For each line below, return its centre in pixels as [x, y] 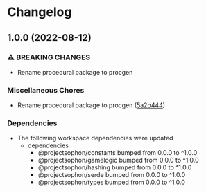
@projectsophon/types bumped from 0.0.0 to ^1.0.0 [112, 182]
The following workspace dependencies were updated [95, 138]
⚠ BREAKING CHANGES [49, 57]
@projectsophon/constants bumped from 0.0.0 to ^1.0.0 [118, 153]
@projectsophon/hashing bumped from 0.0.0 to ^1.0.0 [115, 167]
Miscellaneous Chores [46, 90]
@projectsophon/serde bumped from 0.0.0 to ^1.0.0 [112, 175]
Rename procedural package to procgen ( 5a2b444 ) [91, 105]
